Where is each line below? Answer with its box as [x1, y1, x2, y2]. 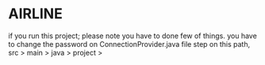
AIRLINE [8, 5, 63, 23]
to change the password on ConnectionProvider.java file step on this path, [8, 39, 251, 48]
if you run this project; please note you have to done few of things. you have [8, 31, 258, 40]
